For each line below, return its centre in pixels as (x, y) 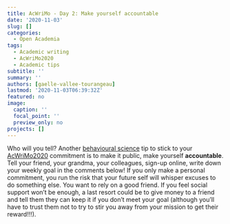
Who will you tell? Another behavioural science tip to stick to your (100, 148)
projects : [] (26, 129)
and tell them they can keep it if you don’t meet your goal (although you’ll (111, 200)
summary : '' (24, 78)
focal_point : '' (36, 116)
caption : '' (31, 110)
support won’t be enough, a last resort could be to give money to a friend (111, 192)
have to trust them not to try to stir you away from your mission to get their (113, 207)
